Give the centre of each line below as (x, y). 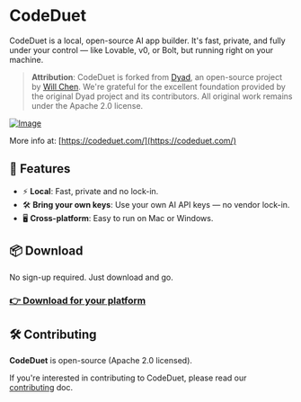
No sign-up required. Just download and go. (91, 277)
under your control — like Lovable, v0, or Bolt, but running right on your (142, 49)
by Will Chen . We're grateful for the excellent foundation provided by (158, 86)
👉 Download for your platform (78, 300)
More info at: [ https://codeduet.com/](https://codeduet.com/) (123, 140)
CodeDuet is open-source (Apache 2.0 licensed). (101, 361)
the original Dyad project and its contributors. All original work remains (162, 96)
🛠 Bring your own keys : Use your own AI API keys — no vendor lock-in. (156, 204)
